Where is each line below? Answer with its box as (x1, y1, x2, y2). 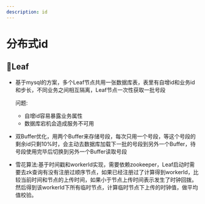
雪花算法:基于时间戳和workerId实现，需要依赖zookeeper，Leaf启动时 (15, 161, 190, 168)
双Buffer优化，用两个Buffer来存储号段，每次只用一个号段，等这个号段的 (15, 132, 196, 140)
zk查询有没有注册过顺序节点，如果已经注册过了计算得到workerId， (26, 168, 193, 175)
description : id (6, 9, 48, 15)
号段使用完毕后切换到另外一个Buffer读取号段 (15, 147, 128, 155)
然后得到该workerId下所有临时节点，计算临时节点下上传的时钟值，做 (15, 183, 188, 191)
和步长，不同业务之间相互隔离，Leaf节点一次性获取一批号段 (15, 86, 166, 93)
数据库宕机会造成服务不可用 (24, 119, 95, 127)
